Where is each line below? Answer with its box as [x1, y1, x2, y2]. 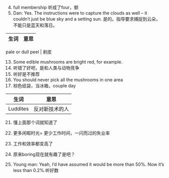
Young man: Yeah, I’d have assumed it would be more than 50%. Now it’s [13, 161, 164, 167]
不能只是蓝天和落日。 [13, 22, 57, 28]
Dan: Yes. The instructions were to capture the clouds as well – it [13, 10, 147, 16]
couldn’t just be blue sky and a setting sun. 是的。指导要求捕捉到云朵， [13, 16, 160, 22]
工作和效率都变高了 [13, 141, 53, 146]
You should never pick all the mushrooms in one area [13, 77, 123, 83]
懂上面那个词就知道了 [13, 119, 57, 125]
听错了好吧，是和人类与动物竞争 [13, 65, 79, 71]
